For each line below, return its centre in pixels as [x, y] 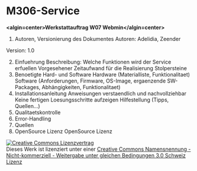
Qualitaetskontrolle [38, 112]
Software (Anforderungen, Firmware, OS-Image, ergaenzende [90, 81]
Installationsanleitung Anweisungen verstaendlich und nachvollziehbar [101, 93]
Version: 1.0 [20, 50]
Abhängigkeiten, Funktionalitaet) [81, 87]
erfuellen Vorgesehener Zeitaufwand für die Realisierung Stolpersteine [101, 68]
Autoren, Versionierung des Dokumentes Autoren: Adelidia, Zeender [98, 39]
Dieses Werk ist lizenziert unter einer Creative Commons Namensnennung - [98, 149]
